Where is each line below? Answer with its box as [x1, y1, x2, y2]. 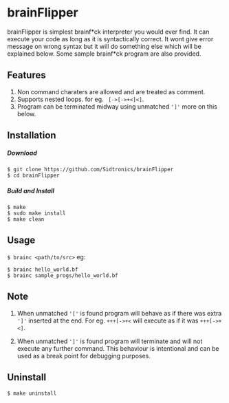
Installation [7, 129, 56, 142]
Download [7, 149, 38, 157]
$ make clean [7, 216, 45, 223]
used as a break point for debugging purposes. [17, 351, 151, 360]
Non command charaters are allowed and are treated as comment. [17, 87, 206, 96]
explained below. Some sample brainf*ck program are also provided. [7, 50, 201, 58]
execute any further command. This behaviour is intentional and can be [17, 344, 219, 352]
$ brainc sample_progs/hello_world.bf [7, 272, 118, 279]
